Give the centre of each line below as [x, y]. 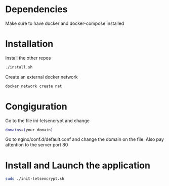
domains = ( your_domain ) [29, 130]
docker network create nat [34, 86]
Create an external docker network [42, 77]
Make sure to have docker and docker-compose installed [65, 23]
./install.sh [19, 67]
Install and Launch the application [78, 165]
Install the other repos [28, 58]
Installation [29, 44]
